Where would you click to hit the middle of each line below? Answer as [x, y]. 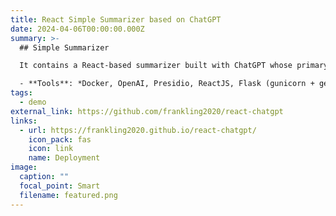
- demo [33, 102]
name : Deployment [64, 158]
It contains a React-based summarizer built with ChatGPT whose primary [174, 66]
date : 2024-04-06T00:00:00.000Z [77, 29]
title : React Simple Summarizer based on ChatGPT [116, 19]
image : [24, 167]
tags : [21, 93]
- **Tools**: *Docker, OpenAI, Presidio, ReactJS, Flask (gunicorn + [167, 84]
